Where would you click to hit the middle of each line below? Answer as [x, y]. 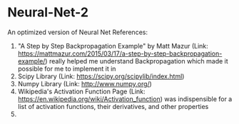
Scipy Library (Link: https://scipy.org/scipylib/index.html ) [101, 76]
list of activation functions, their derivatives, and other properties [113, 106]
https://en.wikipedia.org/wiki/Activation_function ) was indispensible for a [125, 99]
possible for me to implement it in [67, 68]
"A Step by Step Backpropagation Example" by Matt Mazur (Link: [113, 46]
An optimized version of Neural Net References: [78, 32]
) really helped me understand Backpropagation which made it [137, 61]
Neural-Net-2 [48, 12]
